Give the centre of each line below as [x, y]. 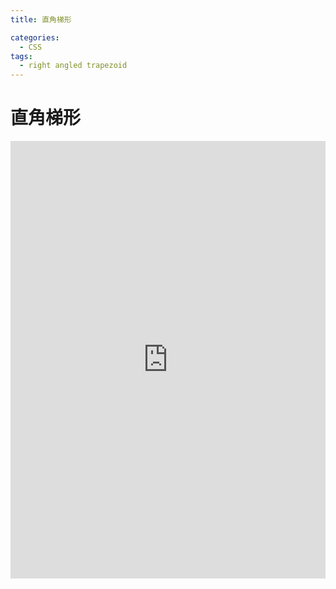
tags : [21, 56]
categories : [35, 37]
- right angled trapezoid [73, 66]
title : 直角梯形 [41, 19]
